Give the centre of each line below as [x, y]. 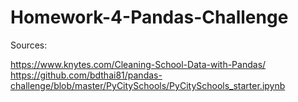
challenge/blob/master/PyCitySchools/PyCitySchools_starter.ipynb [148, 85]
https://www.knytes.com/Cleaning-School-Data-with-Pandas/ [138, 64]
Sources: [29, 45]
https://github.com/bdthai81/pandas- [86, 75]
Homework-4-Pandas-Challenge [149, 17]
